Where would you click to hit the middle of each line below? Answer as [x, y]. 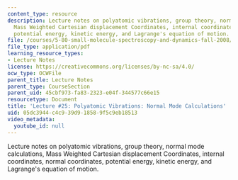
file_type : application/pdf [49, 47]
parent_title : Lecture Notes [50, 80]
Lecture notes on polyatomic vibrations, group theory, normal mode [106, 146]
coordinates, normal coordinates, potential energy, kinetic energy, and [110, 161]
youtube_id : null [39, 126]
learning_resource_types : [45, 54]
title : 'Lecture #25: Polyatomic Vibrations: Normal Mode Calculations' [117, 106]
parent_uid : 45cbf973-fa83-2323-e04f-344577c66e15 [84, 93]
